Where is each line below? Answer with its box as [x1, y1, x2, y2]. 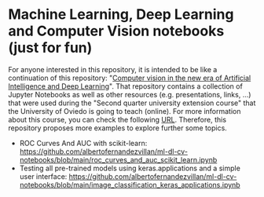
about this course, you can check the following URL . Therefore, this [8, 115, 226, 124]
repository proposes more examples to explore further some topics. [8, 123, 228, 133]
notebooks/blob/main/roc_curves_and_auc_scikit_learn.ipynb [19, 155, 218, 164]
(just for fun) [8, 39, 93, 57]
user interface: [19, 171, 68, 181]
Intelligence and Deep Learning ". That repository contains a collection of [8, 81, 244, 91]
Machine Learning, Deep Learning [8, 5, 234, 24]
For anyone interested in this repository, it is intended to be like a [8, 64, 218, 74]
